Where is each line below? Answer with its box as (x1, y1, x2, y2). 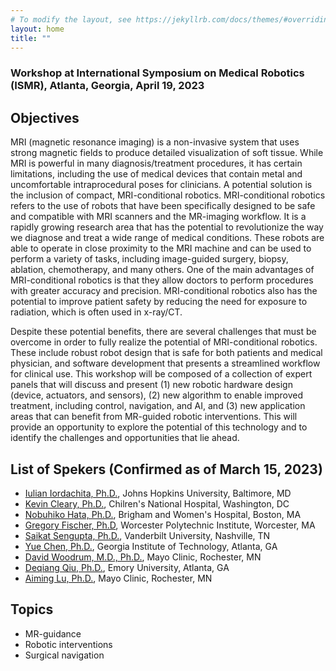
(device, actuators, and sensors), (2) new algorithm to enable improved (10, 389, 304, 401)
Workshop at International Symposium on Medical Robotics (10, 66, 305, 80)
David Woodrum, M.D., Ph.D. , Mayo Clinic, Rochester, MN (24, 551, 262, 563)
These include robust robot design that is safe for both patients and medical (10, 347, 323, 359)
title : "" (10, 33, 52, 43)
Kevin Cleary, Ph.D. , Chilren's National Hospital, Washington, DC (24, 497, 290, 510)
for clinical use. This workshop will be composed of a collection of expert (10, 368, 313, 380)
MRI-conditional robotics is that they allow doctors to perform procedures (10, 274, 314, 286)
